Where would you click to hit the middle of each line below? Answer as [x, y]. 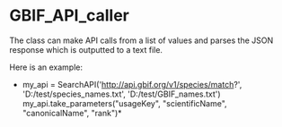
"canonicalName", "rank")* [72, 113]
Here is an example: [46, 67]
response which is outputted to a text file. [86, 49]
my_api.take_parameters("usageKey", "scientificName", [124, 103]
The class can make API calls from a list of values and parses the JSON [141, 40]
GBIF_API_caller [70, 16]
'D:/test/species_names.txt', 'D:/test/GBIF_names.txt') [122, 94]
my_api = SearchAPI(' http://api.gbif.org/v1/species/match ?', [132, 84]
